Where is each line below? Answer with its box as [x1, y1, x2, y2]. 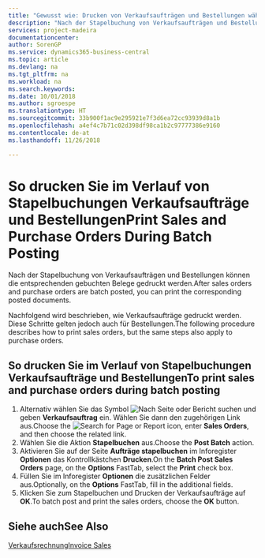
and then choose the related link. [19, 429, 127, 439]
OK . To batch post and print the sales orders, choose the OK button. [19, 496, 240, 506]
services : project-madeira [8, 26, 97, 34]
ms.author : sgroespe [8, 99, 77, 107]
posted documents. [8, 295, 72, 305]
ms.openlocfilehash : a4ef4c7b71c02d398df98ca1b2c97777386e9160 [8, 122, 221, 129]
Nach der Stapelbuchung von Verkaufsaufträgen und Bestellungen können [8, 270, 251, 280]
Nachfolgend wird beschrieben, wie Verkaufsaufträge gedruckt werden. [8, 311, 242, 320]
